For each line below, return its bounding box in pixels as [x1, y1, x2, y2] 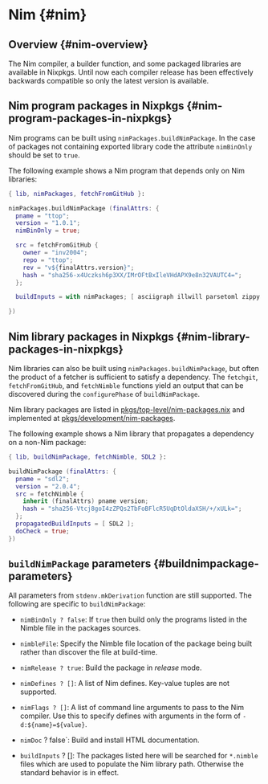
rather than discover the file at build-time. [19, 647, 158, 657]
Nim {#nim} [8, 6, 87, 24]
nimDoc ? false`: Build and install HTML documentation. [19, 735, 200, 745]
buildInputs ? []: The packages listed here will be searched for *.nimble [19, 751, 258, 761]
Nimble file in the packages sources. [19, 623, 141, 633]
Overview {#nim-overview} [8, 38, 148, 51]
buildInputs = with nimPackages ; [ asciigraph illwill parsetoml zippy [15, 293, 261, 301]
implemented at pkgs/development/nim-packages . [8, 414, 176, 423]
